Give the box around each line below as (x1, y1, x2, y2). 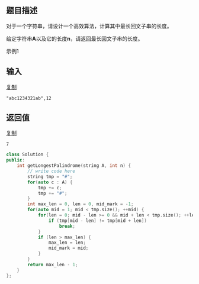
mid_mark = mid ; (48, 245, 89, 251)
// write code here (27, 168, 76, 175)
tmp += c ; (37, 185, 62, 191)
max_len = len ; (48, 240, 86, 246)
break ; (59, 223, 76, 229)
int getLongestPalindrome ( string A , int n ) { (17, 163, 131, 169)
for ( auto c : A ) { (27, 179, 73, 185)
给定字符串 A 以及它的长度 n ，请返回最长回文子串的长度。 (6, 35, 143, 42)
